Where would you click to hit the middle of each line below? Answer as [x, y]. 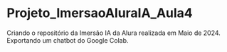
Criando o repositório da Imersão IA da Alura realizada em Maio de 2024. [114, 33]
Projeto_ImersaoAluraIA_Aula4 [100, 13]
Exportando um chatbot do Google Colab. [68, 40]
